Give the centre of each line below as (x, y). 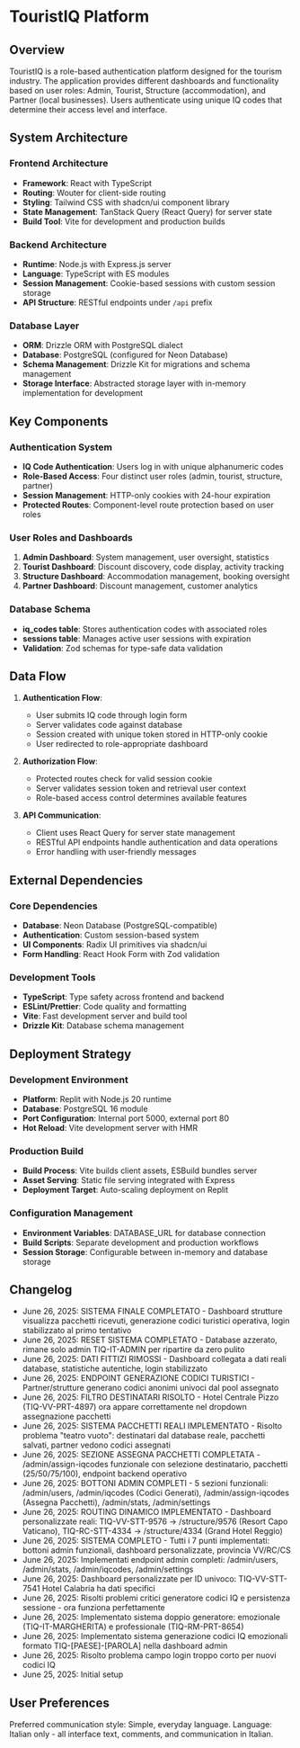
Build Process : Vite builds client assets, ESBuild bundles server (140, 1170)
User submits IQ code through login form (111, 715)
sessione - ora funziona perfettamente (93, 1608)
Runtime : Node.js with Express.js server (97, 264)
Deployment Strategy (71, 1054)
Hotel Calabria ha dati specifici (98, 1589)
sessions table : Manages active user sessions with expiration (137, 638)
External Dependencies (76, 880)
